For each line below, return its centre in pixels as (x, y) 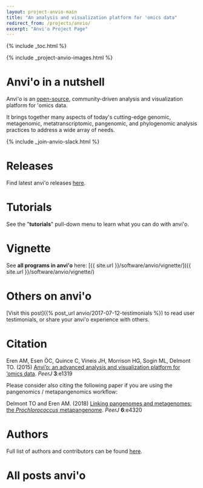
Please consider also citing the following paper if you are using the (89, 385)
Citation (27, 344)
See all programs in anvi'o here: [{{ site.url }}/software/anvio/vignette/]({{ (99, 265)
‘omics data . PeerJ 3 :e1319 (39, 374)
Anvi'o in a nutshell (55, 82)
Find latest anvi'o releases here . (46, 183)
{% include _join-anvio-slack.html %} (53, 142)
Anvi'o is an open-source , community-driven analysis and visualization (95, 99)
